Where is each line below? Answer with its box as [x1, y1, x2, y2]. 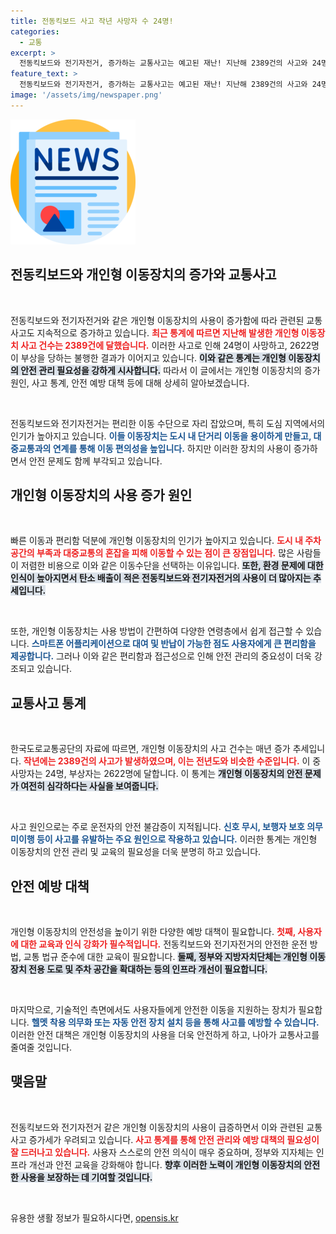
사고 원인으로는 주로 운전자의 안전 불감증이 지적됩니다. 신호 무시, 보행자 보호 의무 [10, 821, 323, 833]
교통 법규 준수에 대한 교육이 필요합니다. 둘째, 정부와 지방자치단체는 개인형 [23, 951, 308, 962]
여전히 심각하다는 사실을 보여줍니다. [20, 780, 159, 792]
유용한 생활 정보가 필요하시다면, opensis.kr [10, 1211, 179, 1224]
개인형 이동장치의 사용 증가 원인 [10, 486, 193, 504]
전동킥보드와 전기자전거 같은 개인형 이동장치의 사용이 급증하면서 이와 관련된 [10, 1121, 305, 1133]
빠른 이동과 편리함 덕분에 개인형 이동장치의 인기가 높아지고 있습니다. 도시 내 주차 [10, 535, 322, 547]
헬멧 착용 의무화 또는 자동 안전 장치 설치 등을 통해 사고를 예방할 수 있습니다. [31, 1016, 320, 1028]
